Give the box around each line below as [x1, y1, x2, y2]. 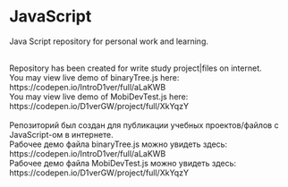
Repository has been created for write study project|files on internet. [9, 63, 262, 73]
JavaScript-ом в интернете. [9, 129, 114, 140]
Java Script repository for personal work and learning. [9, 36, 208, 47]
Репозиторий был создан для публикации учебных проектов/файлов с [9, 119, 279, 131]
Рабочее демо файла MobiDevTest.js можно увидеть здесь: [9, 157, 237, 168]
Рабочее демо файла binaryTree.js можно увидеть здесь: [9, 139, 228, 149]
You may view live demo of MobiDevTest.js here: [9, 91, 189, 102]
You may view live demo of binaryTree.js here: [9, 72, 180, 82]
